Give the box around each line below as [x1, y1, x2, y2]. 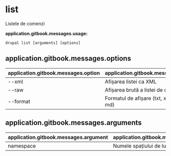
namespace [8, 142, 36, 149]
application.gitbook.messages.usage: [5, 30, 88, 36]
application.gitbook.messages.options [5, 54, 131, 63]
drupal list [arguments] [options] [5, 40, 81, 46]
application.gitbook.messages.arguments [5, 119, 142, 127]
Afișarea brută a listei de [105, 86, 163, 93]
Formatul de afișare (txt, [105, 95, 162, 102]
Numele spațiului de [112, 142, 161, 149]
